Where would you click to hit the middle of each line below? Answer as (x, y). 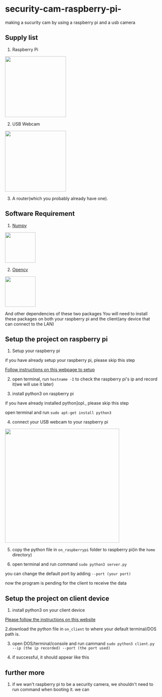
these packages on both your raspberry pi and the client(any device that (78, 319)
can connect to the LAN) (30, 324)
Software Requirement (40, 214)
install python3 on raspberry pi (43, 394)
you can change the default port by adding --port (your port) (68, 574)
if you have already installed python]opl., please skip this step (67, 403)
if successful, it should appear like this (51, 657)
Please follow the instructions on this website (50, 620)
